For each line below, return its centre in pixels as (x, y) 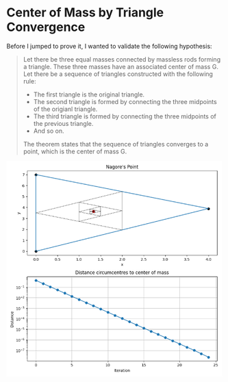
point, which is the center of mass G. (75, 151)
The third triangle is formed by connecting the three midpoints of (125, 116)
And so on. (49, 131)
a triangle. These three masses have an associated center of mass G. (121, 66)
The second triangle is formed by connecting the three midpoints (125, 101)
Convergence (46, 27)
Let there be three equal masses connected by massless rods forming (122, 59)
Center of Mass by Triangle (85, 13)
